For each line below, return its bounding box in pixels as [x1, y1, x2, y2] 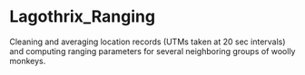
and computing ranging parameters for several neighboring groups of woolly [9, 45, 296, 56]
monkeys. [9, 55, 46, 66]
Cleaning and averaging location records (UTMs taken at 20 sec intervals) [9, 36, 286, 47]
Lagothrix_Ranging [9, 6, 156, 27]
